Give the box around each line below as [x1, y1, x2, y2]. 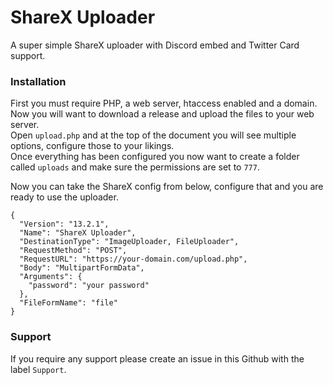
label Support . [10, 363, 67, 375]
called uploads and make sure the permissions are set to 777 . [10, 161, 260, 173]
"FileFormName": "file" [19, 298, 118, 308]
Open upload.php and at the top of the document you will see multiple [10, 129, 297, 141]
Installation [10, 74, 67, 88]
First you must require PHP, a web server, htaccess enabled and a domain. [10, 97, 318, 110]
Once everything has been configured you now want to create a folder [10, 151, 300, 163]
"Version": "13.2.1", [19, 219, 110, 230]
